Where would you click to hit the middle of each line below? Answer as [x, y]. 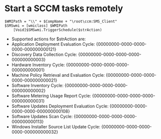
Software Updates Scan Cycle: [42, 116]
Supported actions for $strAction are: [49, 39]
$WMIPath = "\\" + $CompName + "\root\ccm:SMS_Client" [61, 21]
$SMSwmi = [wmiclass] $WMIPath [36, 26]
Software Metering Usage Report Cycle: [51, 96]
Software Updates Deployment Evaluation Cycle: [60, 106]
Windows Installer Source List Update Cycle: [56, 126]
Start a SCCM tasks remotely [64, 9]
